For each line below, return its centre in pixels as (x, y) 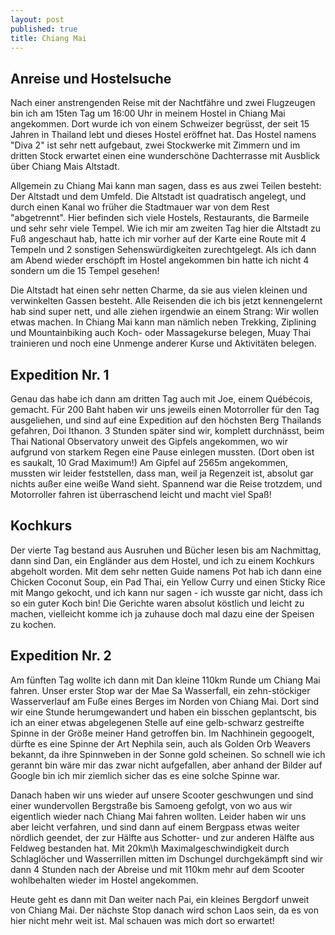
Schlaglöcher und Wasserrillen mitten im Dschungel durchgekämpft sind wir (167, 858)
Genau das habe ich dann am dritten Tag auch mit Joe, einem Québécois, (161, 399)
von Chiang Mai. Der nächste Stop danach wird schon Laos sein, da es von (165, 910)
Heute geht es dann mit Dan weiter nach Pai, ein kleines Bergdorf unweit (160, 899)
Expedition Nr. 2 (61, 656)
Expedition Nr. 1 (60, 374)
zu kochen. (33, 624)
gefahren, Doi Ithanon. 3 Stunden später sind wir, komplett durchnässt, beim (167, 430)
